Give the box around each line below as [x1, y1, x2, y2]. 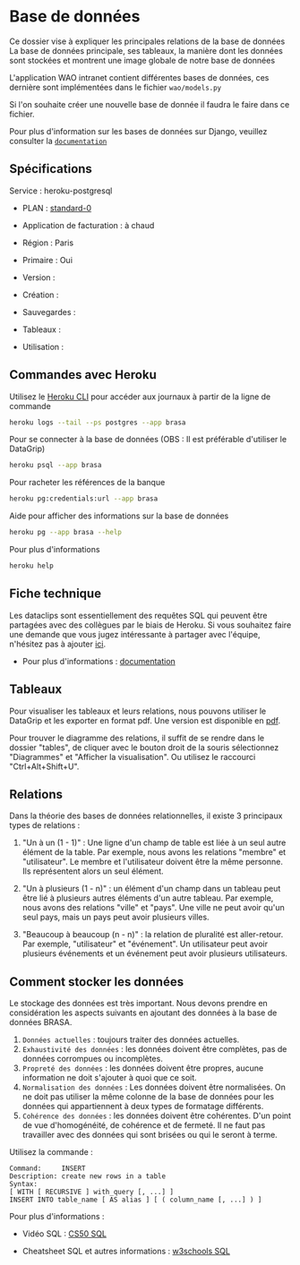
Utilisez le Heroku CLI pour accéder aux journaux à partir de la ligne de [9, 391, 271, 402]
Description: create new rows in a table [9, 1172, 167, 1181]
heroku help [9, 561, 54, 570]
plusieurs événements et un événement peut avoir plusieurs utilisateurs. [21, 948, 288, 959]
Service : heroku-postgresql [9, 185, 113, 196]
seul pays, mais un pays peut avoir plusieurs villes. [21, 911, 210, 923]
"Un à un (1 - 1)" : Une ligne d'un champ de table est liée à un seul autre [21, 837, 287, 848]
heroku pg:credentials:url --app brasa [9, 494, 159, 503]
